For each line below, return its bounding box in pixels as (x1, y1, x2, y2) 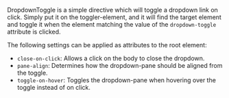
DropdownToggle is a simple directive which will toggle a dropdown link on (7, 6, 218, 14)
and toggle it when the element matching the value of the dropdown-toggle (7, 21, 217, 28)
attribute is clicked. (7, 27, 61, 36)
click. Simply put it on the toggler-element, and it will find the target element (7, 13, 221, 21)
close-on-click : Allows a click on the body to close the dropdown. (16, 54, 205, 62)
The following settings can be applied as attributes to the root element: (7, 41, 207, 49)
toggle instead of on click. (16, 84, 91, 91)
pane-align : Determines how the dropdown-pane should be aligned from (16, 62, 223, 69)
